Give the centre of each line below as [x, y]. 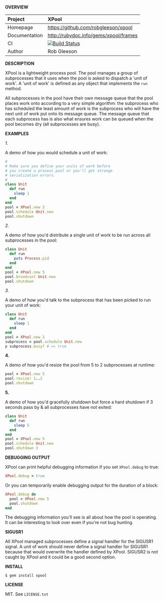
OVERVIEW [17, 7]
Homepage [20, 27]
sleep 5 [22, 425]
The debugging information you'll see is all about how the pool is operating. [81, 517]
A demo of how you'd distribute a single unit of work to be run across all [78, 235]
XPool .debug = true [25, 476]
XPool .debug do [21, 494]
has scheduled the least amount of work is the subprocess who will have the [82, 108]
